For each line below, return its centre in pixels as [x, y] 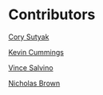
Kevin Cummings [36, 52]
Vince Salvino [31, 67]
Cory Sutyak [29, 37]
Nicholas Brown [34, 83]
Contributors [52, 15]
